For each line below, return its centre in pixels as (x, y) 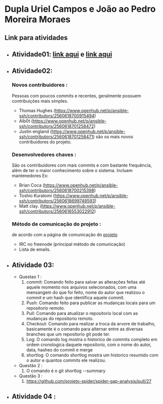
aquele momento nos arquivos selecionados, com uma (81, 287)
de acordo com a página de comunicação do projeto (65, 235)
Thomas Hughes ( (37, 110)
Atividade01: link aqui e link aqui (62, 54)
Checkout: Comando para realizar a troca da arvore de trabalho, (91, 324)
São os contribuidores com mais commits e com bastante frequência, (82, 165)
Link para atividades (36, 38)
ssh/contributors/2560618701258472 (56, 126)
